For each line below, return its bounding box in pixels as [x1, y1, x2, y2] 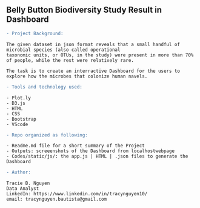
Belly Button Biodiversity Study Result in [6, 5, 162, 15]
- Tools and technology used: [6, 84, 83, 90]
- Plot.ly [6, 95, 32, 101]
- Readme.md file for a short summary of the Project [6, 143, 145, 149]
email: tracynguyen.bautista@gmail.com [6, 196, 107, 203]
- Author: [6, 169, 32, 175]
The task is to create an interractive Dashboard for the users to [6, 68, 181, 74]
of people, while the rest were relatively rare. [6, 57, 135, 63]
